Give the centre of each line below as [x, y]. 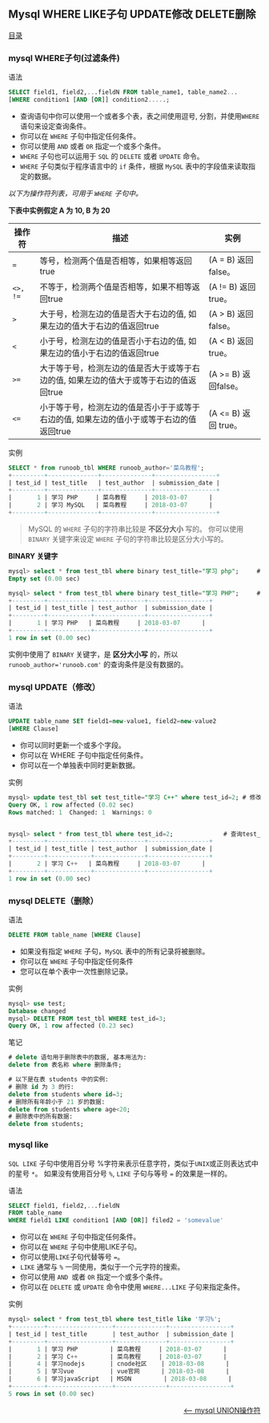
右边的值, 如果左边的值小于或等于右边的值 [118, 419]
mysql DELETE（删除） [53, 901]
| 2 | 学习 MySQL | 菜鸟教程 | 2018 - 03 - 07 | [110, 505]
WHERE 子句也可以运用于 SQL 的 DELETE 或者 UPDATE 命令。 [112, 156]
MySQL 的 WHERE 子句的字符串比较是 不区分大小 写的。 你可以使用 [136, 529]
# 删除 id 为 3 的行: [41, 1087]
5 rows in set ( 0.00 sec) [51, 1394]
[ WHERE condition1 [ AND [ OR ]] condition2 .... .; [89, 100]
